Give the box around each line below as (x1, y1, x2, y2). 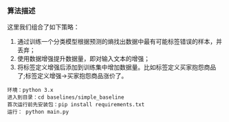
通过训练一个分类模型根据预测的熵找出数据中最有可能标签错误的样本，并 (17, 38, 222, 46)
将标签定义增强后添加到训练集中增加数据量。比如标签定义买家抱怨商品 (17, 63, 217, 71)
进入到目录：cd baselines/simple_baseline (7, 94, 124, 101)
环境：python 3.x (7, 87, 54, 94)
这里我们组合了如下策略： (7, 23, 80, 32)
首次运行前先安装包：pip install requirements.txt (7, 101, 145, 108)
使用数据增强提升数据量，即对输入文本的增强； (17, 55, 150, 63)
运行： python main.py (7, 108, 69, 116)
